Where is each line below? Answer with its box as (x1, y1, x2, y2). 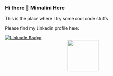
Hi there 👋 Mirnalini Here (5, 4, 65, 11)
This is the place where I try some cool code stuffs (5, 16, 108, 22)
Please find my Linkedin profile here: (5, 25, 80, 31)
